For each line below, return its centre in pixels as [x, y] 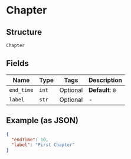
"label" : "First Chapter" [43, 145]
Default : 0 [102, 90]
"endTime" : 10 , [30, 140]
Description [105, 80]
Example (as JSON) [42, 120]
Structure [24, 32]
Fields [18, 63]
